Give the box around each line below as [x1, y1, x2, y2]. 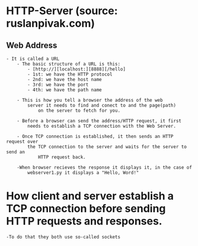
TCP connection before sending [6, 202, 166, 215]
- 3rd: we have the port [27, 82, 89, 88]
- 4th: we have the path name [27, 87, 102, 93]
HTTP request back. [37, 154, 86, 160]
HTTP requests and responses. [6, 215, 162, 228]
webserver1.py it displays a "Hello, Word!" [27, 170, 139, 176]
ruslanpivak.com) [6, 17, 95, 30]
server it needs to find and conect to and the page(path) [27, 102, 177, 108]
